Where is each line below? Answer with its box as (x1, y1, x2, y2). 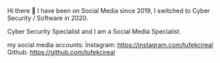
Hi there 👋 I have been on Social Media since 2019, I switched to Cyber (7, 7, 210, 15)
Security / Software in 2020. (7, 14, 88, 22)
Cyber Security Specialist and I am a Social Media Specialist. (7, 28, 182, 35)
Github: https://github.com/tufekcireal (7, 48, 116, 56)
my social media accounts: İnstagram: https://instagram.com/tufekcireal (7, 41, 214, 48)
